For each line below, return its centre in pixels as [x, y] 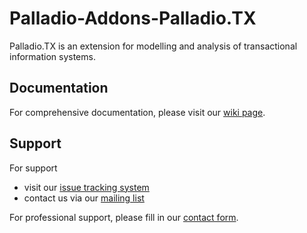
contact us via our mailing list [84, 198]
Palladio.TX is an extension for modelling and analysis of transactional [153, 46]
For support [33, 168]
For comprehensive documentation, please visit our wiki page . [137, 112]
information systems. [52, 56]
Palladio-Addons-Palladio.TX [133, 18]
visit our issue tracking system [86, 187]
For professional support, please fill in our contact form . [124, 217]
